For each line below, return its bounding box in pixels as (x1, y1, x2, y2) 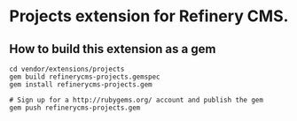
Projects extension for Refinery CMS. (9, 6, 289, 26)
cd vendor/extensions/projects (9, 64, 125, 73)
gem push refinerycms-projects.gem (9, 103, 141, 112)
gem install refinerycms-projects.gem (9, 80, 152, 89)
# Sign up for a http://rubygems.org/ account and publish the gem (9, 95, 264, 104)
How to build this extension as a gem (9, 42, 216, 57)
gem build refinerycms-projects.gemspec (9, 72, 161, 81)
